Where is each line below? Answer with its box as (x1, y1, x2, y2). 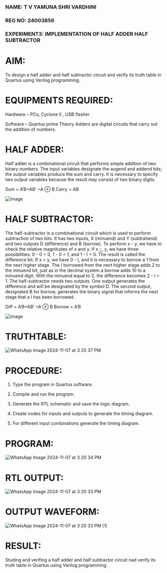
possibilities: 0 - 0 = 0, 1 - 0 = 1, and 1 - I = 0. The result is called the (5, 251, 145, 257)
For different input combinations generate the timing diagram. (12, 420, 140, 427)
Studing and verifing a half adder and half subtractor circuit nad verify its (5, 557, 156, 563)
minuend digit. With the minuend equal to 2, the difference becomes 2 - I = (5, 272, 159, 279)
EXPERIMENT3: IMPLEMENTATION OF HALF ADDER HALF (5, 30, 148, 37)
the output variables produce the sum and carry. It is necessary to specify (5, 171, 158, 177)
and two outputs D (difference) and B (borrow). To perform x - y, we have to (5, 241, 162, 247)
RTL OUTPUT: (5, 472, 64, 483)
